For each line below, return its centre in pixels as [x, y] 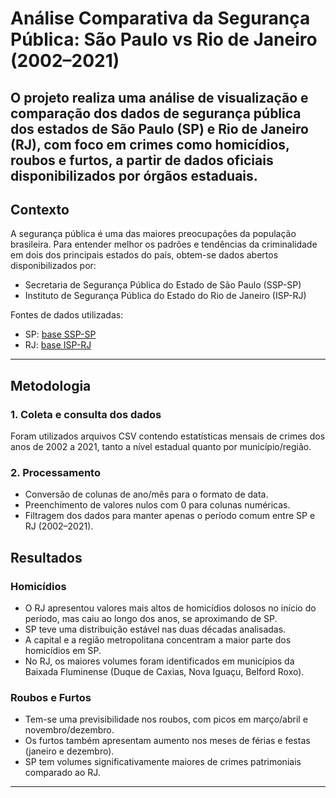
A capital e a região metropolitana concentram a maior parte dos [158, 640]
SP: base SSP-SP [60, 334]
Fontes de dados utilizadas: [67, 315]
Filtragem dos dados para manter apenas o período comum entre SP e [170, 516]
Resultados [46, 557]
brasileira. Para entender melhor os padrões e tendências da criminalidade [164, 244]
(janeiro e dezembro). [69, 751]
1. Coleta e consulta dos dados [86, 414]
